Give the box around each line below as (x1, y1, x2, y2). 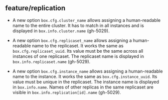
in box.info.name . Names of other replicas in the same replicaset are (12, 84, 154, 90)
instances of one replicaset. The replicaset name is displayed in (12, 53, 144, 59)
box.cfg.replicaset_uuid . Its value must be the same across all (12, 48, 143, 54)
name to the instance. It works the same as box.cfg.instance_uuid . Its (12, 73, 157, 79)
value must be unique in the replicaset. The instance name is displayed (12, 79, 159, 85)
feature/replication (5, 4, 66, 12)
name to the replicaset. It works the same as (32, 42, 124, 49)
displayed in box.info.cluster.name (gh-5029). (12, 27, 110, 34)
